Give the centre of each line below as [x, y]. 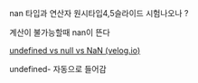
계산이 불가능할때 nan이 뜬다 [60, 32]
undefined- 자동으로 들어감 [58, 69]
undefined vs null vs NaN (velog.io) [75, 51]
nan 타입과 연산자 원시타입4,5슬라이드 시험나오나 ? [99, 13]
